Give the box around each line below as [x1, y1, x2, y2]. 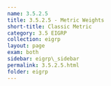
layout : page [7, 42, 45, 49]
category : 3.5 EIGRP [7, 29, 68, 37]
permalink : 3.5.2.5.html [7, 62, 80, 69]
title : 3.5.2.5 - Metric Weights [7, 17, 105, 24]
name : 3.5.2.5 [7, 10, 49, 17]
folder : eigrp [7, 68, 49, 75]
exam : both [7, 49, 39, 56]
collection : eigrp [7, 36, 61, 43]
